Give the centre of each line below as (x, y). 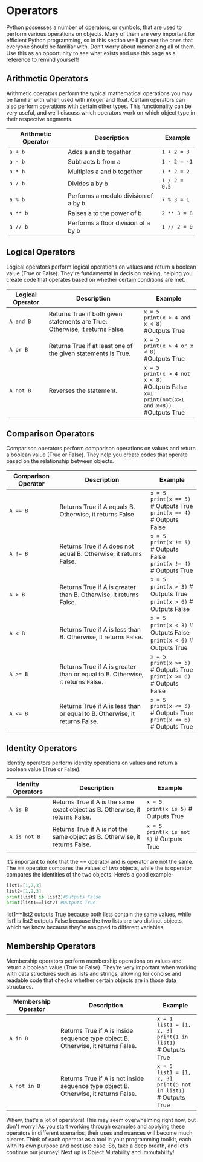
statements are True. (78, 321)
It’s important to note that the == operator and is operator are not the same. (100, 862)
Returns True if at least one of (91, 346)
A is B (19, 810)
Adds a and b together (100, 152)
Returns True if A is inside (97, 1030)
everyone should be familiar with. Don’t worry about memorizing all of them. (101, 47)
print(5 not (174, 1084)
